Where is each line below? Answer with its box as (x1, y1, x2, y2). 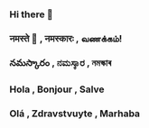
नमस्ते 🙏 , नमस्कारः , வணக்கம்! (9, 32, 123, 44)
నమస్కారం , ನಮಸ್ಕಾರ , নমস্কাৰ (9, 56, 112, 69)
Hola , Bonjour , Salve (9, 83, 106, 96)
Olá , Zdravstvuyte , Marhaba (9, 107, 141, 120)
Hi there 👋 (9, 8, 54, 21)
